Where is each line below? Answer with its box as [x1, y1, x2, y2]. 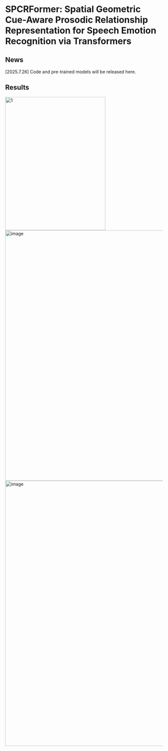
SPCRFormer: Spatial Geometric [5, 4, 141, 15]
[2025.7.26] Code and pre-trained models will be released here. [5, 69, 136, 75]
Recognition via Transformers [5, 36, 131, 47]
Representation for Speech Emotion [5, 25, 156, 36]
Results [5, 83, 29, 92]
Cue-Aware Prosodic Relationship [5, 14, 148, 26]
